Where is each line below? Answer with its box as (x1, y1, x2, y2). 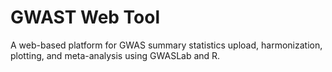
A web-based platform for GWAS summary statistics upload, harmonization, (10, 39, 323, 51)
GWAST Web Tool (10, 6, 161, 29)
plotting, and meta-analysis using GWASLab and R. (10, 49, 221, 61)
